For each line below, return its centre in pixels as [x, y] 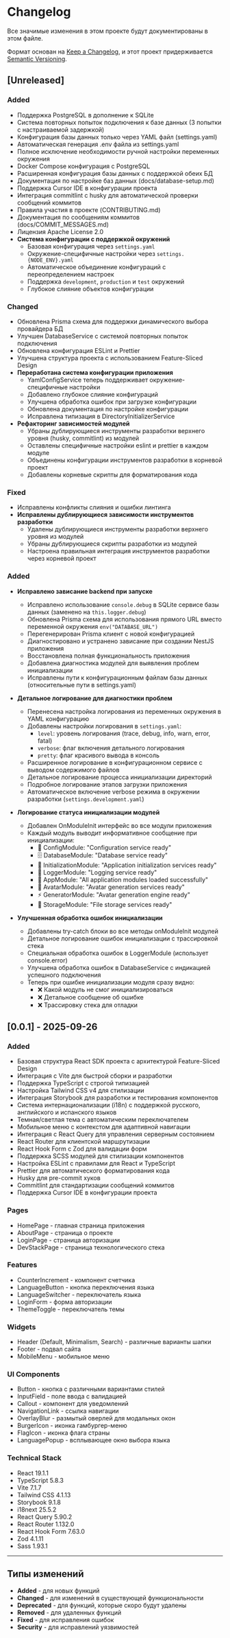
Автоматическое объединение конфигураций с [97, 267]
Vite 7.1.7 [29, 1488]
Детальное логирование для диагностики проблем [94, 698]
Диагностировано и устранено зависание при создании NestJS [120, 641]
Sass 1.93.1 [32, 1546]
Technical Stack [34, 1458]
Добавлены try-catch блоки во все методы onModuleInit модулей [123, 931]
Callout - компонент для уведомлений [73, 1404]
